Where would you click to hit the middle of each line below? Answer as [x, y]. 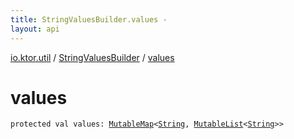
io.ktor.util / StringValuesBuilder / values [92, 57]
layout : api [35, 29]
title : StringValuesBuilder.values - [89, 19]
